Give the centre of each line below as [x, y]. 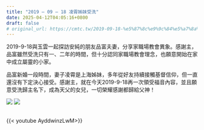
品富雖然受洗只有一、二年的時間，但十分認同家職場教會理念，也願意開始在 [99, 54]
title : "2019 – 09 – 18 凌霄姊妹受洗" [53, 12]
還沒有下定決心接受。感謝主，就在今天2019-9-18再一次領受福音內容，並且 [99, 82]
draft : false [23, 23]
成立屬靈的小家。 [33, 62]
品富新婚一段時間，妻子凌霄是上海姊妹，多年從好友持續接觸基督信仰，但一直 [102, 75]
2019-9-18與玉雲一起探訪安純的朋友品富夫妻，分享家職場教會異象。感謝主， [102, 47]
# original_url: [27, 29]
